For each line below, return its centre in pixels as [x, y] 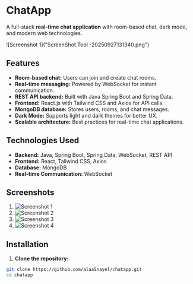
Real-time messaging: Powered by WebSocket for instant [86, 84]
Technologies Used [42, 141]
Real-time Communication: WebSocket [64, 173]
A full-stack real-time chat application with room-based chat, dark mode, [97, 27]
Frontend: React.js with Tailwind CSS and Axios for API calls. [89, 103]
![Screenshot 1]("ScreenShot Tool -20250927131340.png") [78, 45]
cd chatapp [20, 275]
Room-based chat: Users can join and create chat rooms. [86, 77]
